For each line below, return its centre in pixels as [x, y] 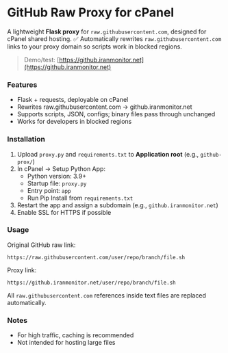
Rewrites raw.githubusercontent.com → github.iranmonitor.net [104, 107]
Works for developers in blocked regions [74, 122]
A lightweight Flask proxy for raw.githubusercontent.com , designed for [107, 31]
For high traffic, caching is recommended [75, 335]
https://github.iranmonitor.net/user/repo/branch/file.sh [91, 283]
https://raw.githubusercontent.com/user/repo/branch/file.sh [96, 257]
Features [22, 85]
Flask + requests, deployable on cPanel [73, 100]
